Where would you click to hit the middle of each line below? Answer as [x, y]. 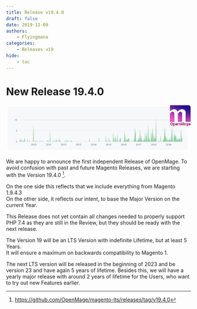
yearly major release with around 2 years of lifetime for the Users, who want [98, 276]
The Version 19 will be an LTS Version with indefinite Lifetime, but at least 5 [97, 240]
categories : [21, 43]
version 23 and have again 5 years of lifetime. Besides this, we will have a [95, 270]
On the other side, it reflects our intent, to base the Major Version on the [93, 199]
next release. [22, 229]
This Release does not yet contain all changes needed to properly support [96, 216]
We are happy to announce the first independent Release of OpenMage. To [97, 162]
